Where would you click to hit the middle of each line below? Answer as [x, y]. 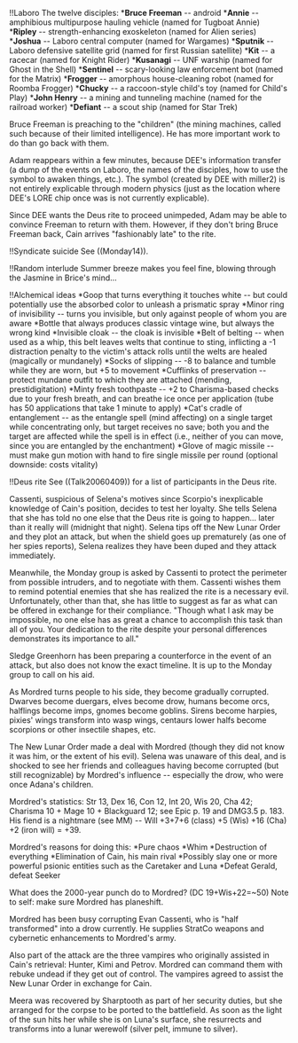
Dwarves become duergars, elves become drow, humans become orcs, [140, 701]
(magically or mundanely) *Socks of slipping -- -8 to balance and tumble [143, 361]
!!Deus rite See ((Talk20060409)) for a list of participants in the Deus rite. [143, 482]
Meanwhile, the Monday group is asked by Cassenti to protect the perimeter [148, 572]
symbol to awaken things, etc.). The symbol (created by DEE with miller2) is [147, 179]
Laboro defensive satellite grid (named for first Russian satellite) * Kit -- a [142, 51]
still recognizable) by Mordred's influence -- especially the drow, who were [146, 775]
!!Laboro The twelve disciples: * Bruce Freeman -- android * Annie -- [134, 13]
